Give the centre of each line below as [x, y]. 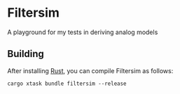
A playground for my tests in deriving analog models [83, 32]
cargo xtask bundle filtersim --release [67, 84]
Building [26, 54]
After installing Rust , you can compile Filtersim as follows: [90, 70]
